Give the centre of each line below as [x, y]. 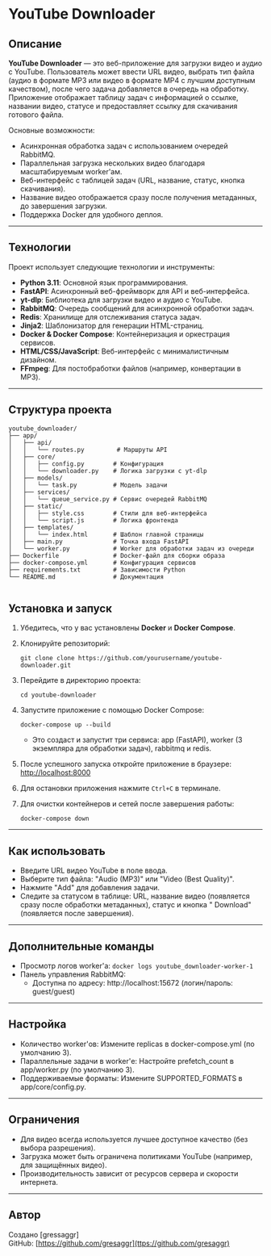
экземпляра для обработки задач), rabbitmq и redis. [122, 748]
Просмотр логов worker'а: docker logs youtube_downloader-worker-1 [137, 966]
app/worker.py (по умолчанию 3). [77, 1070]
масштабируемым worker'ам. [71, 172]
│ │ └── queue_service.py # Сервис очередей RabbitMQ [108, 499]
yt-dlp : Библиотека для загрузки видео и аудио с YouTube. [121, 299]
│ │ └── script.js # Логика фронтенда [94, 520]
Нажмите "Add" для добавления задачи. [90, 888]
